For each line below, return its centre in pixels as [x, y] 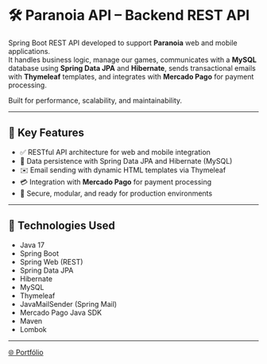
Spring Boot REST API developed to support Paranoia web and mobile [123, 43]
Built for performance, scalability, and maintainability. [95, 100]
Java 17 [32, 245]
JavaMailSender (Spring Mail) [68, 304]
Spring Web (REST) [51, 261]
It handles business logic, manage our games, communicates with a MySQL [132, 60]
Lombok [33, 329]
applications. [29, 51]
